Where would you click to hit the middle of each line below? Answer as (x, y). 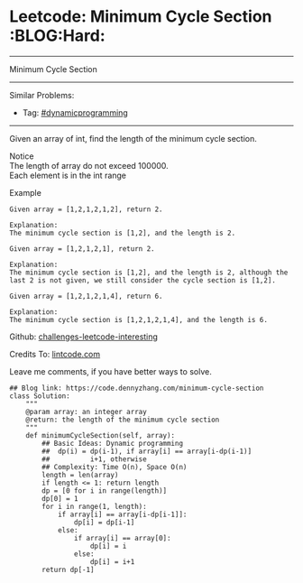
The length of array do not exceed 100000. (89, 165)
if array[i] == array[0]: (122, 538)
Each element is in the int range (68, 175)
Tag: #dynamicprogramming (75, 112)
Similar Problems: (42, 95)
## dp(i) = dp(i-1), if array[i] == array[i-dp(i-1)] (147, 451)
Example (26, 192)
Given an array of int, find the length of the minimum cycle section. (133, 138)
